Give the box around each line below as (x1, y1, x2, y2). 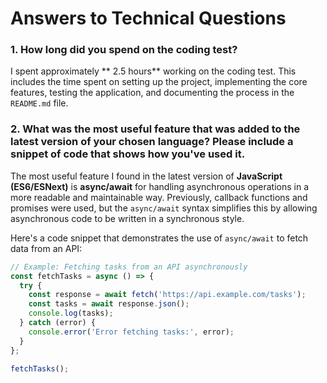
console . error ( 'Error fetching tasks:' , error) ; (28, 327, 235, 337)
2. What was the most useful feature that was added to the (10, 122, 301, 136)
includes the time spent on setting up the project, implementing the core (10, 76, 308, 88)
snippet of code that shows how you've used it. (10, 147, 246, 161)
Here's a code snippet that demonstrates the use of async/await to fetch (10, 232, 309, 244)
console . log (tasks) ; (28, 308, 114, 319)
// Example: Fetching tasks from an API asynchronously (10, 262, 248, 272)
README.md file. (10, 97, 69, 109)
